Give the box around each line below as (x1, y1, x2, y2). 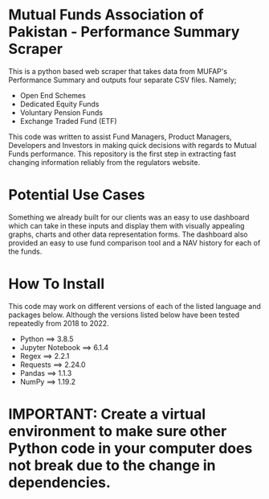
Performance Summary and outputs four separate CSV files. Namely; (8, 75, 237, 85)
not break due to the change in (8, 456, 216, 474)
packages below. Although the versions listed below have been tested (8, 310, 240, 320)
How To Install (8, 275, 105, 293)
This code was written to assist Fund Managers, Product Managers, (8, 131, 232, 142)
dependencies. (8, 473, 111, 492)
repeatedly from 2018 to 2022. (8, 318, 110, 328)
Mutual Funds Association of (8, 6, 204, 24)
